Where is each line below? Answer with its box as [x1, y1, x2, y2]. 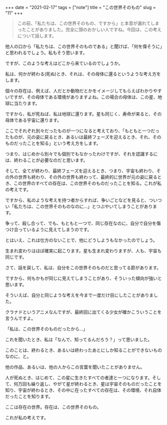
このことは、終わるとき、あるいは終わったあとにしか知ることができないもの [5, 347, 163, 353]
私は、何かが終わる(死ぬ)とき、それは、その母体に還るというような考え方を [5, 71, 161, 76]
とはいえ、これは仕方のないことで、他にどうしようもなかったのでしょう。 [5, 237, 158, 243]
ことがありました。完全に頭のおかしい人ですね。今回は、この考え [26, 26, 162, 32]
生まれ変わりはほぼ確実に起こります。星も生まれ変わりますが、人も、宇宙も [5, 248, 162, 253]
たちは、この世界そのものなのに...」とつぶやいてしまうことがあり [18, 203, 153, 209]
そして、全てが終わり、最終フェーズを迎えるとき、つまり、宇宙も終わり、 [5, 168, 157, 173]
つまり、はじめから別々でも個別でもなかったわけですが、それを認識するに [5, 151, 158, 156]
